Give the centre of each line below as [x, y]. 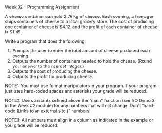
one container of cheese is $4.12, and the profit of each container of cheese [81, 27]
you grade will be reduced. [32, 125]
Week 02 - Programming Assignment [42, 7]
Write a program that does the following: [45, 41]
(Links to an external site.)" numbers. [54, 111]
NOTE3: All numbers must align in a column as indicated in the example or [79, 120]
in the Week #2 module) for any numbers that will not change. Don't [73, 106]
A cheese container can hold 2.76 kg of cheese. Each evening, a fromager [80, 16]
